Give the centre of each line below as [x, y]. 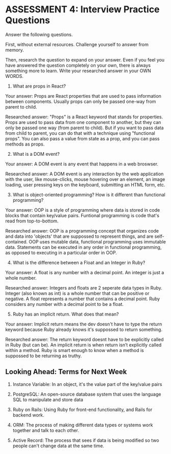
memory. [15, 50]
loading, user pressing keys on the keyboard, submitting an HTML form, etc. [85, 184]
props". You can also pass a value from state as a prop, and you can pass [82, 138]
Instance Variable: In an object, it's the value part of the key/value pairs [87, 384]
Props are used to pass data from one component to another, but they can [83, 122]
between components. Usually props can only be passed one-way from [81, 101]
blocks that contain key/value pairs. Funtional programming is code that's [82, 215]
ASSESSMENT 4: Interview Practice [82, 9]
